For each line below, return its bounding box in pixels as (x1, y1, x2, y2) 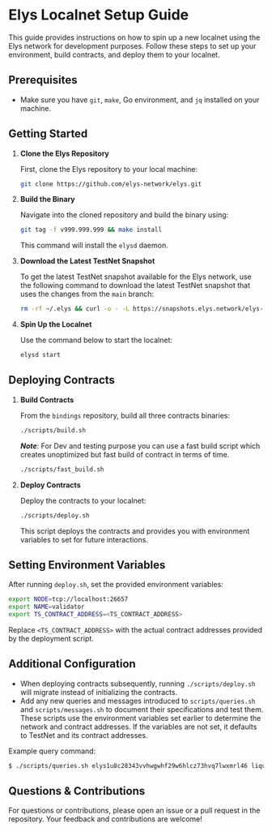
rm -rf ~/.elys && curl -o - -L (19, 305, 130, 313)
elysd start (19, 351, 61, 359)
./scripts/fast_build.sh (19, 465, 104, 474)
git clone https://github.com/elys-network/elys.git (19, 180, 202, 188)
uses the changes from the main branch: (19, 289, 155, 299)
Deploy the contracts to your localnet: (19, 495, 147, 505)
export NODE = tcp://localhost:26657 (8, 595, 129, 603)
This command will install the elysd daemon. (19, 241, 168, 251)
